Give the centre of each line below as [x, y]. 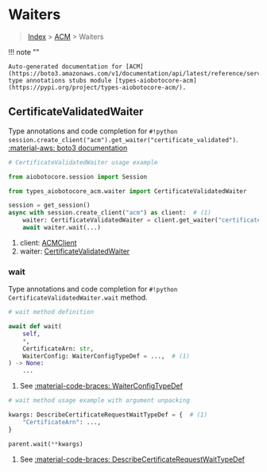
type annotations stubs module [60, 80]
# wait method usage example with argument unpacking [99, 400]
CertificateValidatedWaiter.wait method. [78, 298]
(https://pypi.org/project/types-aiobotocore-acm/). [97, 87]
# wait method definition [51, 312]
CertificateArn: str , [58, 348]
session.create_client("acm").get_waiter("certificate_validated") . [123, 139]
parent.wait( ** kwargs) [46, 444]
